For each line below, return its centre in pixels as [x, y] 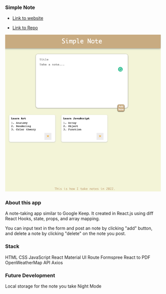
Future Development [30, 275]
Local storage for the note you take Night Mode [53, 286]
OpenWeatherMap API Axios [34, 262]
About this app [23, 203]
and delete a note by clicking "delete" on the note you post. [65, 234]
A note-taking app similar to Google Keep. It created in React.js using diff [79, 213]
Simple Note [20, 7]
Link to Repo [25, 28]
